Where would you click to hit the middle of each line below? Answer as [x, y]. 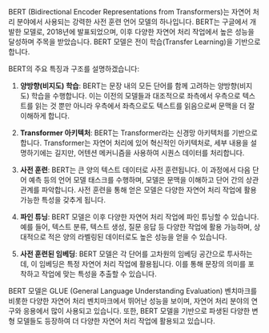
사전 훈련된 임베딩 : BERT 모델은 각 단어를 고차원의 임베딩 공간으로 [122, 254]
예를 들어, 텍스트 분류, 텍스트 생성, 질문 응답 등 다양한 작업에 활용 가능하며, [136, 227]
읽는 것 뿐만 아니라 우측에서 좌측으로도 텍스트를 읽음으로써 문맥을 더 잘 [145, 106]
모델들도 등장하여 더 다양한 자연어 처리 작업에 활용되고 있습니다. [116, 321]
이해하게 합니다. [44, 116]
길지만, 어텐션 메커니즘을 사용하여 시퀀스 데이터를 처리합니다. [150, 153]
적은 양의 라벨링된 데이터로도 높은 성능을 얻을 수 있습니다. [137, 237]
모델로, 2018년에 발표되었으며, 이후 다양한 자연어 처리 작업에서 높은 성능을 [139, 32]
